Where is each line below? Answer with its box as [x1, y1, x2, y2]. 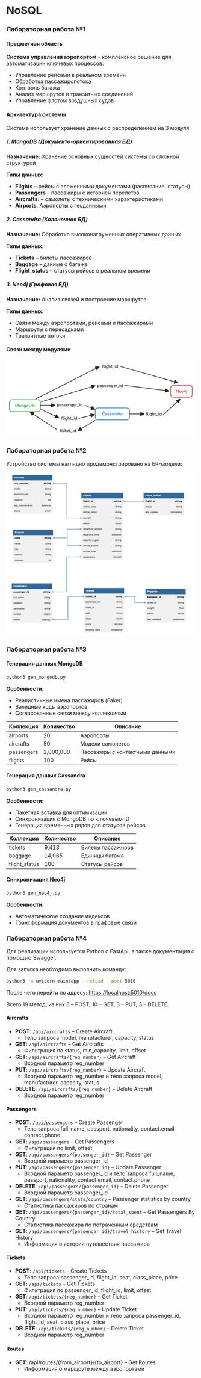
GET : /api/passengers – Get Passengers [14, 1138, 114, 1145]
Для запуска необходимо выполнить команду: [6, 965, 126, 972]
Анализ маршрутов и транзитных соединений [14, 91, 134, 98]
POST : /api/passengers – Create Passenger [14, 1119, 123, 1126]
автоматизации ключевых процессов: [6, 60, 104, 67]
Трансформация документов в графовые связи [14, 919, 137, 926]
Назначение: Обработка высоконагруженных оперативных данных [6, 231, 181, 238]
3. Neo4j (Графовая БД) [6, 281, 69, 288]
